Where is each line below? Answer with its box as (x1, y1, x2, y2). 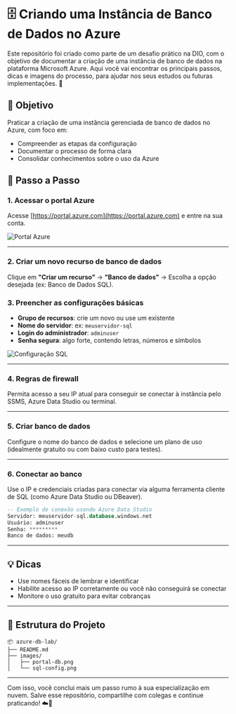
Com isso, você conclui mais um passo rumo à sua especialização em (7, 683, 210, 692)
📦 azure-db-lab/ (7, 638, 58, 645)
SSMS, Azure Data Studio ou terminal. (7, 397, 117, 405)
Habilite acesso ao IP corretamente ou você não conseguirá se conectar (17, 585, 227, 593)
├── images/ (7, 652, 42, 659)
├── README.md (7, 646, 49, 653)
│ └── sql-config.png (7, 664, 77, 672)
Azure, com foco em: (7, 125, 68, 134)
